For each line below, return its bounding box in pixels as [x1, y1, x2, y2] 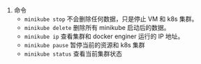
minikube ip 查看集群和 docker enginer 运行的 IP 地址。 [24, 32, 184, 40]
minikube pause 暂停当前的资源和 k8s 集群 [24, 41, 145, 49]
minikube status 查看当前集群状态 [24, 49, 122, 58]
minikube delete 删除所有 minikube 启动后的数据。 [24, 24, 170, 31]
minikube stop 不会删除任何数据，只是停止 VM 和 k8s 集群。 [24, 15, 198, 23]
